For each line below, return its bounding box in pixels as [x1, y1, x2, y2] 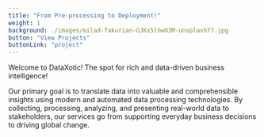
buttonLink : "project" [8, 41, 83, 49]
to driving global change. [8, 120, 90, 130]
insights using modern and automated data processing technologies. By [8, 95, 243, 105]
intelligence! [8, 71, 48, 81]
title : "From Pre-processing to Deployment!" [8, 11, 161, 20]
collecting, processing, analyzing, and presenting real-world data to [8, 104, 230, 113]
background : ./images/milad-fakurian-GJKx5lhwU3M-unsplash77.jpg [8, 26, 228, 34]
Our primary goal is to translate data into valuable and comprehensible [8, 86, 239, 96]
